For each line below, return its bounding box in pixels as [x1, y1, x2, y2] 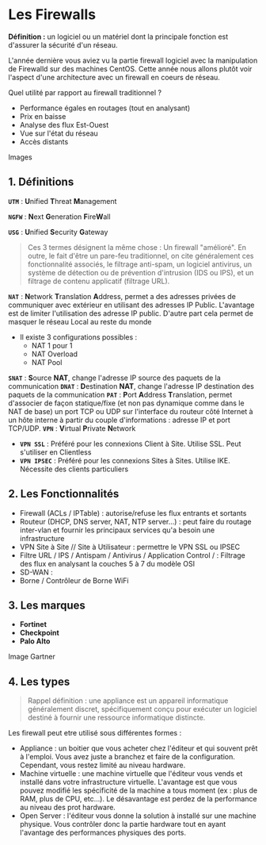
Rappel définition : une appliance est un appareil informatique [27, 696, 229, 705]
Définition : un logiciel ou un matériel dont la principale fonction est [8, 32, 229, 41]
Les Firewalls [8, 6, 97, 24]
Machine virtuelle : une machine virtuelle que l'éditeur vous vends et [19, 769, 243, 778]
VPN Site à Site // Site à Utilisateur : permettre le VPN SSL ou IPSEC [19, 542, 241, 551]
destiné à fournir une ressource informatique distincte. [27, 712, 206, 723]
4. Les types [8, 674, 70, 688]
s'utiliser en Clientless [19, 447, 92, 457]
